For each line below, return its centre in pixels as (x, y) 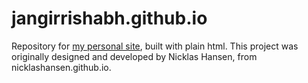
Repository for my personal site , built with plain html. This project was (155, 46)
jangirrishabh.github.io (109, 18)
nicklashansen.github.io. (61, 67)
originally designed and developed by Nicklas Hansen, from (134, 56)
